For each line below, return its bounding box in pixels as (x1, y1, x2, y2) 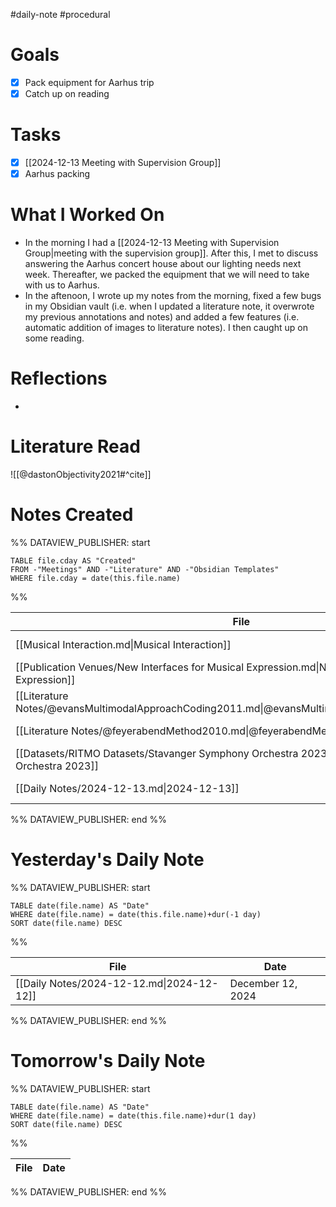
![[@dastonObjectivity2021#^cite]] (10, 468, 152, 480)
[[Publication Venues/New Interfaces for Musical (15, 660, 245, 674)
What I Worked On (10, 204, 165, 226)
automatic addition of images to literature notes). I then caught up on (24, 322, 308, 334)
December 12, (229, 976, 298, 990)
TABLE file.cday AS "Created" (10, 555, 137, 566)
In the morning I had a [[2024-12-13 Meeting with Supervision (24, 237, 280, 249)
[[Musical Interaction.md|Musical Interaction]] (15, 637, 232, 651)
